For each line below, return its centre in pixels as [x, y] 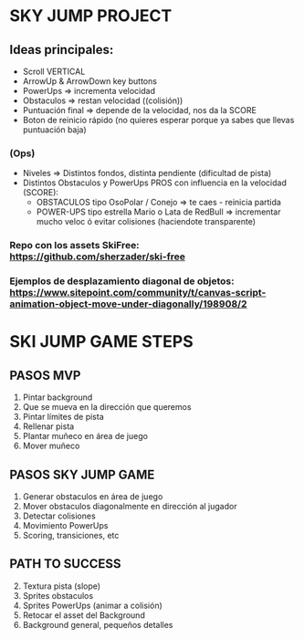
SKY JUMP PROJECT [91, 16]
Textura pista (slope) [62, 586]
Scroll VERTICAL [54, 71]
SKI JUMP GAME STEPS [101, 342]
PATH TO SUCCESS [65, 564]
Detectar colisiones [59, 516]
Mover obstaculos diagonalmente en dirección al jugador [130, 506]
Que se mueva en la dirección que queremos [107, 407]
